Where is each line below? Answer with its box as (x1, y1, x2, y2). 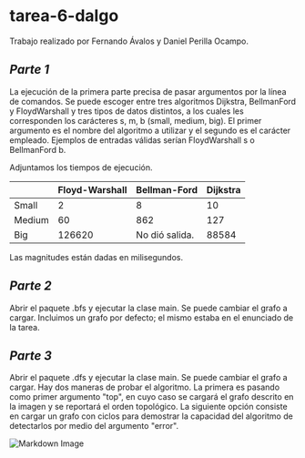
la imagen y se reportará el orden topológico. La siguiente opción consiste (9, 402, 289, 412)
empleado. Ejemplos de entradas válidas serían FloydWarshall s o (9, 134, 255, 146)
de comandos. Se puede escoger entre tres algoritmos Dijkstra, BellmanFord (9, 96, 297, 107)
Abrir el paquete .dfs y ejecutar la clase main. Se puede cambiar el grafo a (9, 372, 289, 383)
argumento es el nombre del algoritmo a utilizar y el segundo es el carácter (9, 125, 291, 136)
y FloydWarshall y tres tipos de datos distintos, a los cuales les (9, 106, 244, 117)
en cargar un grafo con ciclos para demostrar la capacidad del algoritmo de (9, 411, 293, 422)
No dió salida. (136, 229, 195, 241)
